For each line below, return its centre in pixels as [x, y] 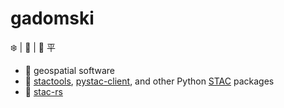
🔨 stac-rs [43, 91]
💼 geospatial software [69, 70]
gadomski [52, 18]
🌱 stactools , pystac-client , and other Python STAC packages [149, 81]
